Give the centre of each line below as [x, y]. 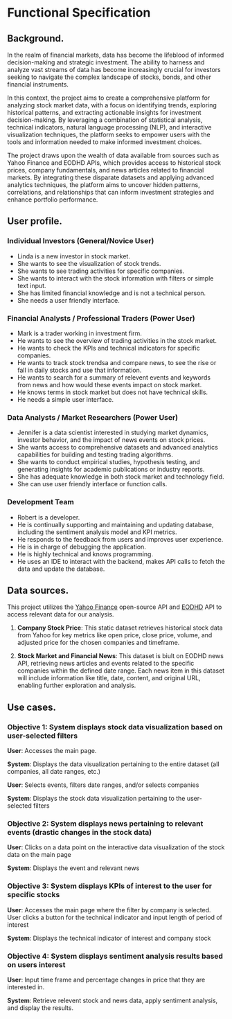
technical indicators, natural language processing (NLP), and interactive [109, 127]
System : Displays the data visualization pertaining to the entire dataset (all [113, 764]
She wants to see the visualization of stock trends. [89, 263]
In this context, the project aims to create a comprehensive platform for [109, 98]
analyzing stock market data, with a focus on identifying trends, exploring [112, 105]
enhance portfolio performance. [53, 200]
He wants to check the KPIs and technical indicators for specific [108, 348]
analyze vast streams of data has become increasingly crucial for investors [114, 70]
